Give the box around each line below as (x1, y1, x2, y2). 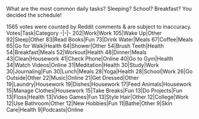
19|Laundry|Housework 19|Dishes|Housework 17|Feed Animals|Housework (6, 81, 192, 88)
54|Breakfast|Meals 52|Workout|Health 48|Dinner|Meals (6, 49, 147, 56)
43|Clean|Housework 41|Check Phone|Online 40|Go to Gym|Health (6, 55, 174, 62)
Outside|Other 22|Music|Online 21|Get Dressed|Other (6, 75, 139, 81)
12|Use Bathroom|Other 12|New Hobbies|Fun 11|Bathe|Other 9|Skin (6, 100, 173, 107)
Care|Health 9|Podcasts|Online (6, 106, 84, 113)
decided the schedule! (6, 11, 62, 19)
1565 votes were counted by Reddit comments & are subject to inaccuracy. (6, 23, 192, 30)
